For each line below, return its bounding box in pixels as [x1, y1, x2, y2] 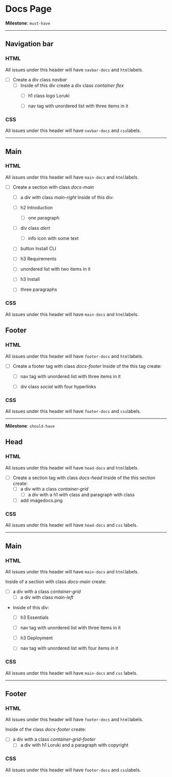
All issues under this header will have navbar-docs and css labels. [5, 127, 141, 134]
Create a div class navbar [12, 76, 68, 82]
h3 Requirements [20, 256, 57, 262]
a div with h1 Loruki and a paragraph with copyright [20, 742, 129, 748]
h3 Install [20, 276, 40, 282]
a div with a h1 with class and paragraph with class [28, 492, 135, 498]
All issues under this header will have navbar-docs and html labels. [5, 66, 143, 73]
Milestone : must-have [5, 20, 50, 26]
